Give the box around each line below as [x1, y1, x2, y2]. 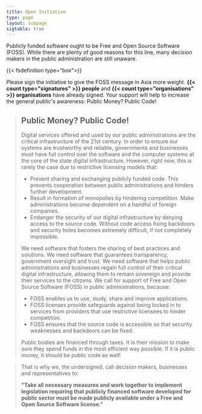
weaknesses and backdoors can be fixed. [30, 327, 134, 334]
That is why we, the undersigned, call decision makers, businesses [21, 363, 188, 370]
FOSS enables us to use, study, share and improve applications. [30, 295, 189, 302]
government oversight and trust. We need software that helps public [21, 257, 191, 265]
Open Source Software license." [21, 401, 104, 408]
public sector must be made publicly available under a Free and [21, 394, 183, 402]
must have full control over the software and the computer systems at [21, 150, 195, 158]
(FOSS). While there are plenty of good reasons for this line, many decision [6, 49, 192, 56]
